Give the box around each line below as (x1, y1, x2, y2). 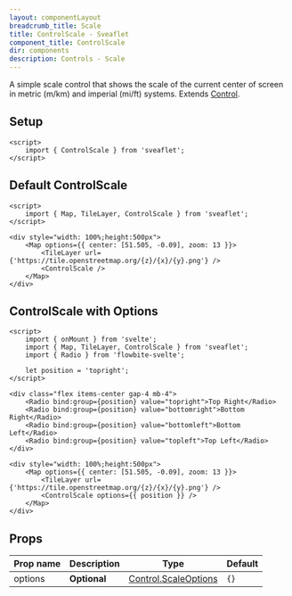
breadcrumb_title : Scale (9, 21, 101, 30)
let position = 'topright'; (25, 367, 129, 376)
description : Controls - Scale (9, 54, 126, 63)
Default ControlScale (9, 178, 128, 193)
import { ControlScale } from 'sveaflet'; (25, 145, 185, 154)
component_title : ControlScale (9, 37, 126, 47)
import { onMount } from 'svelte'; (25, 335, 158, 344)
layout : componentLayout (9, 12, 101, 22)
